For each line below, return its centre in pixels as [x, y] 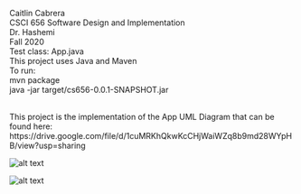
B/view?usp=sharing [47, 145]
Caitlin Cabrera [38, 13]
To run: [23, 70]
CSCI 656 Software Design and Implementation [97, 23]
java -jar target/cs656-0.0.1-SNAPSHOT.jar [89, 90]
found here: [31, 126]
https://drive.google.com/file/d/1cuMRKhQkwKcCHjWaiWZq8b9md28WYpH [150, 136]
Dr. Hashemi [33, 32]
